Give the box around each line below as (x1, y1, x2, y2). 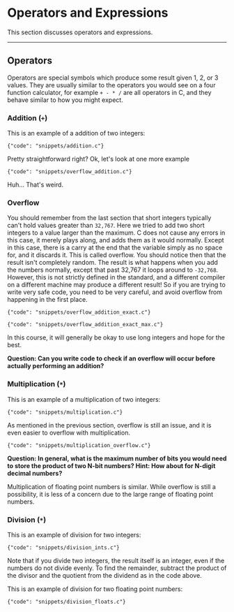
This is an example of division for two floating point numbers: (7, 585, 183, 593)
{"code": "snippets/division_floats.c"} (7, 598, 127, 605)
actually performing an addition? (7, 362, 104, 370)
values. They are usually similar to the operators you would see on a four (7, 80, 216, 89)
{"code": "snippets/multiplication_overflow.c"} (7, 442, 151, 449)
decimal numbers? (7, 469, 63, 477)
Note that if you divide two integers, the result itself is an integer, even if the (7, 556, 225, 564)
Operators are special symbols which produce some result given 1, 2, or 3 (7, 73, 219, 82)
